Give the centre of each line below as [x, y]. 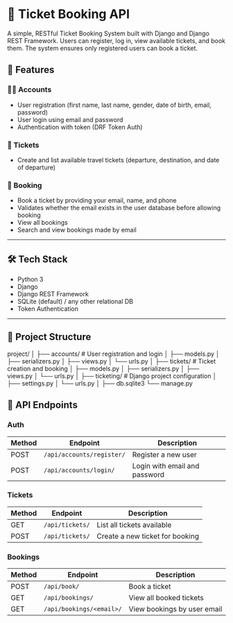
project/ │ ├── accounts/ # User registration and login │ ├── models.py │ [114, 354]
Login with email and [166, 466]
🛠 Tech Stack [37, 259]
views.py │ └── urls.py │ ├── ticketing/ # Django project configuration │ [112, 376]
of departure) [36, 167]
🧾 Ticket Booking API [69, 14]
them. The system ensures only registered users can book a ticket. [103, 48]
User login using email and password [70, 119]
